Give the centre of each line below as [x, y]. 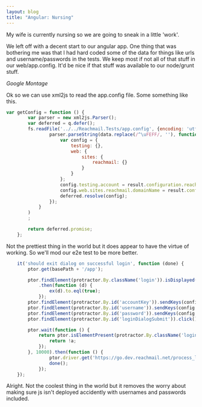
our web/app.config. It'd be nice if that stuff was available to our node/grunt [100, 65]
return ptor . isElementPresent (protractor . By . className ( [110, 336]
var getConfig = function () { [45, 112]
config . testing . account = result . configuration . [122, 185]
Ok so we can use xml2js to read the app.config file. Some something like [97, 95]
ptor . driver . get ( [71, 358]
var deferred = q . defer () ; [62, 124]
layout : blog [23, 12]
